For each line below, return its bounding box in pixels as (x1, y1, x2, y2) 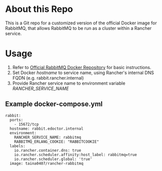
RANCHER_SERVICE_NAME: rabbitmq (14, 135, 81, 140)
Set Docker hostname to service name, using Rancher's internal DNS (12, 70, 155, 76)
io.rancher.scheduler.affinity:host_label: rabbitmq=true (14, 152, 137, 157)
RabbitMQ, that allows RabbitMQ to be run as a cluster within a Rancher (5, 25, 152, 31)
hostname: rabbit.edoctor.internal (9, 126, 84, 131)
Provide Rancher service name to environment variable (12, 80, 126, 86)
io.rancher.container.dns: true (14, 148, 81, 153)
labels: (9, 143, 26, 149)
